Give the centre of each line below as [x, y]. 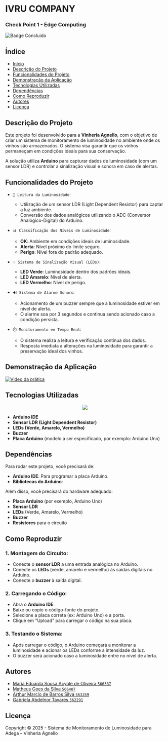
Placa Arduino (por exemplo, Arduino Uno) [57, 501]
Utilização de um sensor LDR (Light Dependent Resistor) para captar [92, 204]
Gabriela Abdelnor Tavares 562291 [48, 700]
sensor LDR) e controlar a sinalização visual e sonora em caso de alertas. [82, 166]
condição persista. [39, 319]
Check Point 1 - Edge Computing [46, 25]
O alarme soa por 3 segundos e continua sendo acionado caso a [88, 314]
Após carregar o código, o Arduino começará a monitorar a [74, 645]
